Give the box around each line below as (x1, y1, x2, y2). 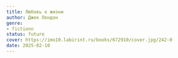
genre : (6, 20, 23, 26)
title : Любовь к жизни (6, 8, 64, 15)
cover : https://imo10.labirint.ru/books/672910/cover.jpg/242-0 (6, 37, 173, 43)
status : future (6, 31, 45, 37)
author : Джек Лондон (6, 14, 59, 21)
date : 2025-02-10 (6, 43, 50, 49)
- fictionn (6, 25, 34, 32)
